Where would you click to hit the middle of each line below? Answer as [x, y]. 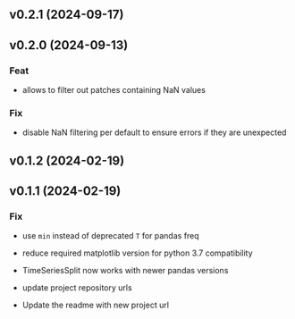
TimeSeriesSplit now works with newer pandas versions [125, 271]
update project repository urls [77, 288]
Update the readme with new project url [96, 305]
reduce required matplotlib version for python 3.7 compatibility [137, 253]
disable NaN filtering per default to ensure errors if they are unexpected [154, 132]
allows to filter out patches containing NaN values [114, 90]
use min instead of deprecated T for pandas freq [110, 236]
